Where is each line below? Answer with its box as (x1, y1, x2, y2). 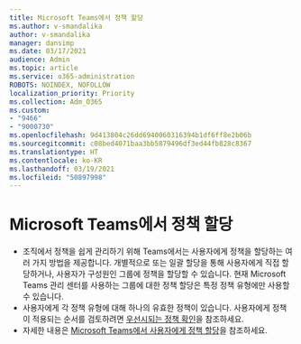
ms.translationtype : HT (9, 147, 99, 156)
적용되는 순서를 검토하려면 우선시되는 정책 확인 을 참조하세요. (32, 313, 245, 325)
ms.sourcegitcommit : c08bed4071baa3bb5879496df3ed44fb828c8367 (9, 139, 252, 148)
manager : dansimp (9, 38, 75, 48)
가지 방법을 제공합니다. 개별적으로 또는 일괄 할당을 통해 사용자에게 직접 (32, 257, 280, 268)
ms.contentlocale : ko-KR (9, 155, 103, 165)
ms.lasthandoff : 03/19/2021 (9, 164, 115, 173)
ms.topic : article (9, 64, 78, 73)
